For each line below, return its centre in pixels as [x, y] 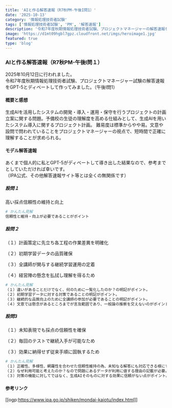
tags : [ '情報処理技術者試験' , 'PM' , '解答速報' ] [53, 24]
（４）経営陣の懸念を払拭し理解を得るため [50, 275]
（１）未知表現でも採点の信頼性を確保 [46, 330]
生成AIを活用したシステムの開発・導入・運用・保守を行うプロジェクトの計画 [86, 112]
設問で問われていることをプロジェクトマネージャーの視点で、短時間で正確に [86, 132]
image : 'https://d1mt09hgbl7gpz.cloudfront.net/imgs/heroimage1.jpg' [81, 34]
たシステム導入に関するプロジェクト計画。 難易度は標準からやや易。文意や [84, 125]
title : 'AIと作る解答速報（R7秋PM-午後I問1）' [51, 10]
